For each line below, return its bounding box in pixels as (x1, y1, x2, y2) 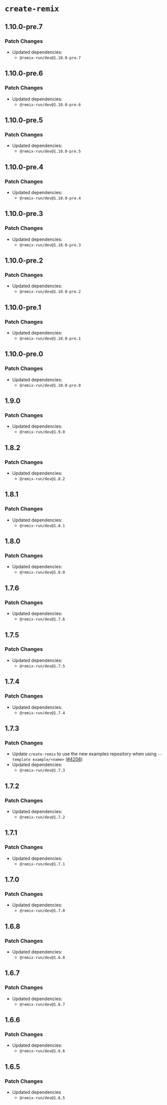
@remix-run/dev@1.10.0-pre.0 (19, 383, 81, 388)
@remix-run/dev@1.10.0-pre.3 (19, 242, 81, 247)
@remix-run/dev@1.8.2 (19, 476, 65, 482)
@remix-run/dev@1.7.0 (19, 908, 65, 913)
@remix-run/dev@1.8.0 (19, 570, 65, 575)
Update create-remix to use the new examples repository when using (12, 751, 157, 757)
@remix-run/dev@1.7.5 (19, 664, 65, 669)
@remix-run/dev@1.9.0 (19, 430, 65, 435)
